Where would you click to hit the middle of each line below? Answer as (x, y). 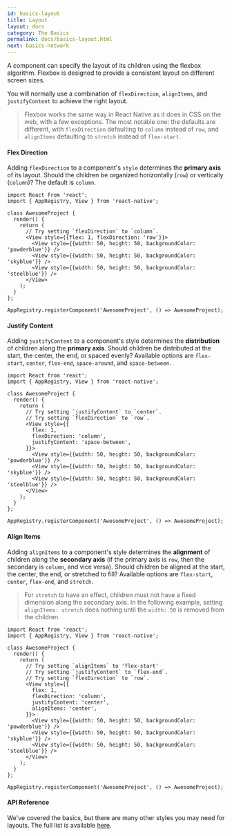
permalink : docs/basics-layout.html (60, 39)
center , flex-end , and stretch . (50, 581)
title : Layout (28, 20)
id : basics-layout (33, 14)
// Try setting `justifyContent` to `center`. (94, 412)
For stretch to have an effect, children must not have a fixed (110, 595)
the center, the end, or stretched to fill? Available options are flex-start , (110, 574)
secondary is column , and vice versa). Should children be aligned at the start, (116, 567)
